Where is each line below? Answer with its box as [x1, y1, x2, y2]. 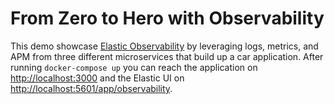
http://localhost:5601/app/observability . [10, 82, 173, 94]
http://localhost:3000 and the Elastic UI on [10, 72, 185, 84]
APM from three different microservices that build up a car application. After [10, 50, 324, 62]
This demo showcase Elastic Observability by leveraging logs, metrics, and [10, 40, 319, 52]
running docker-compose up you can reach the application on [10, 61, 258, 73]
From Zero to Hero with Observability [10, 7, 325, 30]
